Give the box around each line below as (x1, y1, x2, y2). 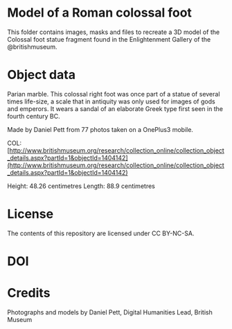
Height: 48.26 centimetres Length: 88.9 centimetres (7, 182, 156, 190)
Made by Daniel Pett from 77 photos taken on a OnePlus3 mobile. (7, 125, 194, 133)
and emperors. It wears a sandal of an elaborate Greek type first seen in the (7, 104, 224, 112)
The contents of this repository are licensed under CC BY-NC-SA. (7, 229, 195, 237)
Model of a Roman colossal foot (7, 5, 193, 21)
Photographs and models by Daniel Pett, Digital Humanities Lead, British (7, 307, 213, 317)
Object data (7, 67, 76, 83)
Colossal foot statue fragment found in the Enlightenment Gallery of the (7, 35, 211, 43)
